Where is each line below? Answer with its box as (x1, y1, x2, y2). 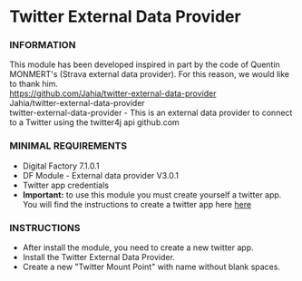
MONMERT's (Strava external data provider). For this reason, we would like (9, 69, 290, 80)
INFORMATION (9, 39, 76, 52)
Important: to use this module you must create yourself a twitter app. (22, 189, 282, 200)
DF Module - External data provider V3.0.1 (22, 170, 180, 180)
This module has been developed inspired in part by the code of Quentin (9, 59, 281, 70)
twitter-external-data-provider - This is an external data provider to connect (9, 107, 293, 119)
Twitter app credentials (22, 179, 109, 190)
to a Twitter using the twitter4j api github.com (9, 117, 180, 128)
